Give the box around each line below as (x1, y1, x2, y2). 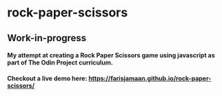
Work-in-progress (7, 32, 87, 44)
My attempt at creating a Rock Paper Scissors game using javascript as (7, 51, 215, 60)
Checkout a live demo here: (7, 74, 88, 82)
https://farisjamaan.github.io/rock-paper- (88, 74, 212, 82)
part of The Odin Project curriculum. (7, 58, 114, 67)
